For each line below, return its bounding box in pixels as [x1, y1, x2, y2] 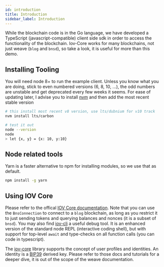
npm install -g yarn [5, 178, 48, 183]
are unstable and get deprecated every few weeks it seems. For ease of [5, 89, 151, 95]
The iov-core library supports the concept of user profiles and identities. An [5, 246, 159, 252]
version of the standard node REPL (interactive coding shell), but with [5, 225, 146, 231]
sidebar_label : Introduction [5, 16, 65, 21]
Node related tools [5, 150, 63, 158]
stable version [5, 99, 34, 105]
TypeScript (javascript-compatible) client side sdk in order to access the [5, 35, 152, 41]
